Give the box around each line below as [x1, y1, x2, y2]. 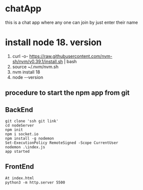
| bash [64, 58, 77, 64]
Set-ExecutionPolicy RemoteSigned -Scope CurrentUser [5, 140, 119, 145]
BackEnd [5, 105, 33, 114]
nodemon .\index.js [5, 145, 46, 150]
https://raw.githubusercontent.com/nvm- [29, 53, 113, 59]
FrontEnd [5, 162, 34, 171]
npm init [5, 127, 23, 132]
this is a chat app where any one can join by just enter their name [5, 19, 138, 25]
